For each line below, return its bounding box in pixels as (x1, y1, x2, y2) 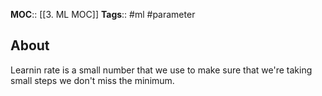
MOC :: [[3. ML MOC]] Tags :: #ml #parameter (10, 9, 196, 20)
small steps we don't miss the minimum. (10, 74, 175, 86)
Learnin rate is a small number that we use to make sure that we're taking (10, 64, 313, 76)
